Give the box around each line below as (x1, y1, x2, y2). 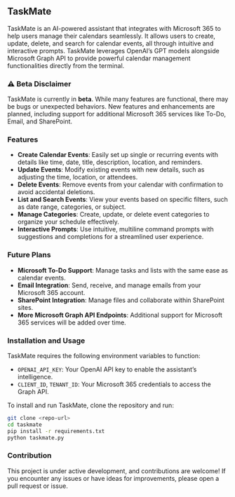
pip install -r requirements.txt (7, 428, 105, 435)
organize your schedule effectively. (17, 217, 119, 226)
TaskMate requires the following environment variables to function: (7, 352, 201, 360)
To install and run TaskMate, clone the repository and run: (7, 401, 174, 409)
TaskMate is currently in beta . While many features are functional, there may (7, 95, 229, 104)
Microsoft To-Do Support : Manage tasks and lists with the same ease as (17, 266, 229, 274)
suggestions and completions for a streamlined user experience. (17, 233, 204, 241)
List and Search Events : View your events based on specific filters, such (17, 196, 228, 204)
